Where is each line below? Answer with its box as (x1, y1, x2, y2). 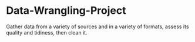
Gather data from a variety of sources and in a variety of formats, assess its (6, 23, 189, 30)
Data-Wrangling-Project (6, 4, 126, 17)
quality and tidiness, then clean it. (6, 29, 88, 36)
